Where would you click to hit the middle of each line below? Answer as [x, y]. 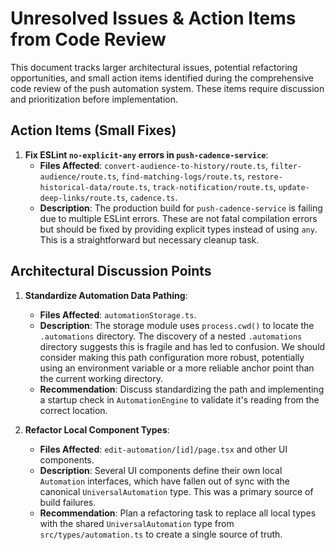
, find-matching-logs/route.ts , [180, 176]
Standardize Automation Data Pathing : [106, 295]
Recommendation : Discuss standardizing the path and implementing [182, 389]
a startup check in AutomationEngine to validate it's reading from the [179, 399]
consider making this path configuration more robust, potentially [172, 357]
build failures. [68, 502]
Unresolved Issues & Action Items [153, 18]
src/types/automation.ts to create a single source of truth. [161, 534]
